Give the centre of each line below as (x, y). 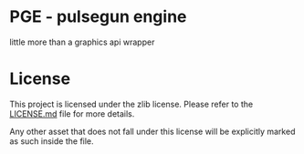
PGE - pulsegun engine (98, 17)
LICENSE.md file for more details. (72, 113)
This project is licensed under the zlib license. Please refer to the (131, 104)
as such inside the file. (52, 141)
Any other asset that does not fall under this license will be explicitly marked (152, 131)
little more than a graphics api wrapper (82, 42)
